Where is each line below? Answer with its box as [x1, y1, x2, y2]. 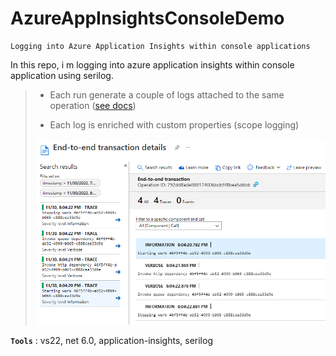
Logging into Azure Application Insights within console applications [10, 41, 311, 51]
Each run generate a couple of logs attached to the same [49, 88, 285, 101]
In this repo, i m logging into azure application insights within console [10, 58, 295, 71]
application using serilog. [10, 69, 114, 81]
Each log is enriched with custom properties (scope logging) [49, 118, 300, 131]
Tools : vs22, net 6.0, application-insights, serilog [10, 334, 213, 346]
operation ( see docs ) [49, 99, 137, 111]
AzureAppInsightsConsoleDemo [10, 7, 285, 30]
